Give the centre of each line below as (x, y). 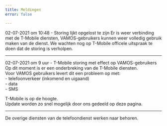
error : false (19, 14)
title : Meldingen (23, 10)
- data (11, 84)
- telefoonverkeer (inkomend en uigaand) (47, 78)
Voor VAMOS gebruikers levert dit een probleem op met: (63, 73)
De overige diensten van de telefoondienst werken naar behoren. (72, 118)
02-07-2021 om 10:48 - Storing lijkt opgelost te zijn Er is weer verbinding (80, 33)
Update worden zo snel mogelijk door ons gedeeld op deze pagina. (74, 104)
